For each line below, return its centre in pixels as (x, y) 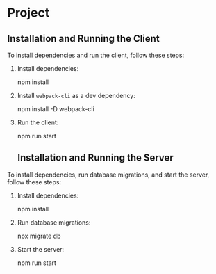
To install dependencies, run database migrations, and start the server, (108, 175)
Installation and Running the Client (83, 39)
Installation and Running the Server (95, 158)
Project (28, 13)
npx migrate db (39, 236)
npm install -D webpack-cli (56, 109)
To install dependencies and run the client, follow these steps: (96, 55)
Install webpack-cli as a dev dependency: (76, 96)
